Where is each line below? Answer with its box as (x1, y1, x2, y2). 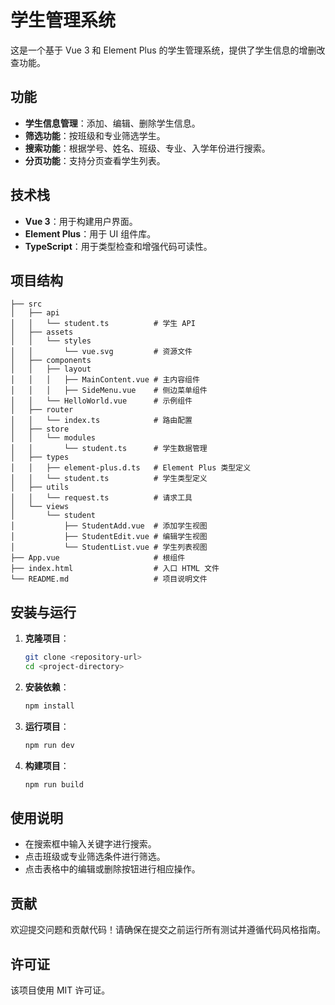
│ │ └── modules (10, 433, 97, 443)
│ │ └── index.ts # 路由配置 (10, 416, 193, 426)
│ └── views (10, 502, 70, 512)
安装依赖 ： (24, 681, 70, 693)
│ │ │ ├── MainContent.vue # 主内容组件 (10, 375, 200, 385)
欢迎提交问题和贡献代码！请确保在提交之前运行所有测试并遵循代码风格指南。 (10, 924, 326, 936)
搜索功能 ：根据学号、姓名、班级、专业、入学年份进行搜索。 (24, 142, 271, 154)
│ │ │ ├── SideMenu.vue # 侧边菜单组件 (10, 386, 208, 396)
